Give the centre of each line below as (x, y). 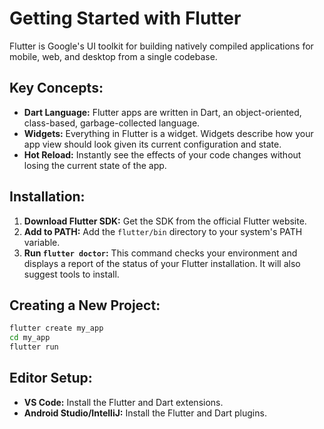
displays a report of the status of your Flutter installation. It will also (162, 263)
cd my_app (30, 338)
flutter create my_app (56, 328)
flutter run (34, 347)
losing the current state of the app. (95, 165)
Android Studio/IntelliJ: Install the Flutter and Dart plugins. (145, 413)
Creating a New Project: (85, 305)
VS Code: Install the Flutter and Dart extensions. (123, 402)
